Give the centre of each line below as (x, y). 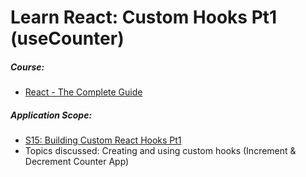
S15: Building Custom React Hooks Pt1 (103, 140)
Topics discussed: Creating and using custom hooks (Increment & (160, 151)
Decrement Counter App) (77, 162)
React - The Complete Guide (83, 92)
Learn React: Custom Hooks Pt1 (144, 17)
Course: (27, 67)
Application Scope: (51, 115)
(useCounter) (67, 38)
